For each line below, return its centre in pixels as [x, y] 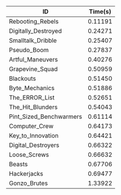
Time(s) [100, 11]
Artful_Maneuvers [34, 59]
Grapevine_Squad [34, 69]
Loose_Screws [29, 155]
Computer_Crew [31, 126]
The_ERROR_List [32, 97]
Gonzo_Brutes [28, 183]
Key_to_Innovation [34, 136]
